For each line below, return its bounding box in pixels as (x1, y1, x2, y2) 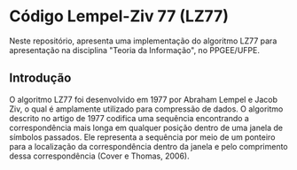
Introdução (9, 71, 72, 86)
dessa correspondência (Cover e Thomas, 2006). (9, 151, 190, 161)
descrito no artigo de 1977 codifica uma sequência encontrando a (9, 112, 250, 123)
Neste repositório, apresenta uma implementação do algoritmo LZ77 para (9, 35, 277, 46)
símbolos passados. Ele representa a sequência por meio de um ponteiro (9, 131, 276, 143)
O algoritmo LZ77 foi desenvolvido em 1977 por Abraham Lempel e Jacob (9, 94, 277, 104)
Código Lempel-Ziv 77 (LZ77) (9, 6, 229, 27)
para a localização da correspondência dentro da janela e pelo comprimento (9, 141, 288, 151)
